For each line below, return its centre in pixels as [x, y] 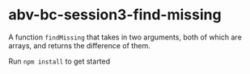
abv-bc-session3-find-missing [115, 15]
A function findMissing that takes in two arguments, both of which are [125, 37]
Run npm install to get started [59, 61]
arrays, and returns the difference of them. [80, 45]
